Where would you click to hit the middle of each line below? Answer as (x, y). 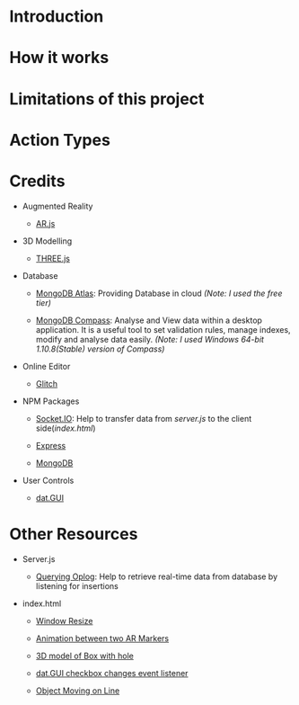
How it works (59, 58)
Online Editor (46, 366)
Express (51, 445)
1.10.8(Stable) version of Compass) (100, 349)
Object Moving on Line (78, 691)
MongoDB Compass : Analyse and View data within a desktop (149, 320)
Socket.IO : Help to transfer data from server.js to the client (144, 418)
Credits (37, 181)
